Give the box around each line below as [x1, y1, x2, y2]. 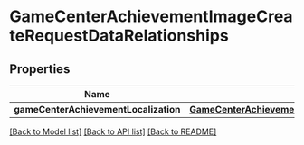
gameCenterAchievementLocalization [14, 104, 181, 115]
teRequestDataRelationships [9, 25, 229, 46]
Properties [9, 61, 71, 77]
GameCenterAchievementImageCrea [9, 6, 293, 27]
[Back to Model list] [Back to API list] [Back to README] [9, 126, 217, 137]
